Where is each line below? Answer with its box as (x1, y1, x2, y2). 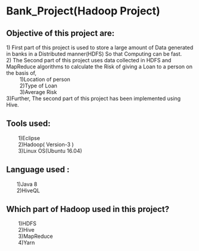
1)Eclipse (17, 134, 41, 141)
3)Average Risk (19, 89, 57, 95)
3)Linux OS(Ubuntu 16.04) (17, 147, 82, 154)
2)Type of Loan (19, 82, 58, 89)
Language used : (6, 165, 70, 175)
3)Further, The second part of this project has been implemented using (6, 95, 181, 102)
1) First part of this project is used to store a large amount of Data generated (6, 44, 194, 51)
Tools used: (6, 119, 51, 129)
